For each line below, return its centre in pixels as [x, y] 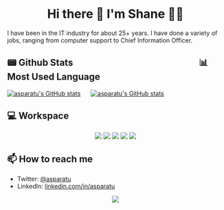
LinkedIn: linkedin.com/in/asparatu [66, 186]
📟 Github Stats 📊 [108, 63]
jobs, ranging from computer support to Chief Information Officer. [100, 40]
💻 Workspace [38, 116]
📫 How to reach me [50, 159]
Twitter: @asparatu [44, 179]
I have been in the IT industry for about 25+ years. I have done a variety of [112, 33]
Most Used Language [54, 77]
